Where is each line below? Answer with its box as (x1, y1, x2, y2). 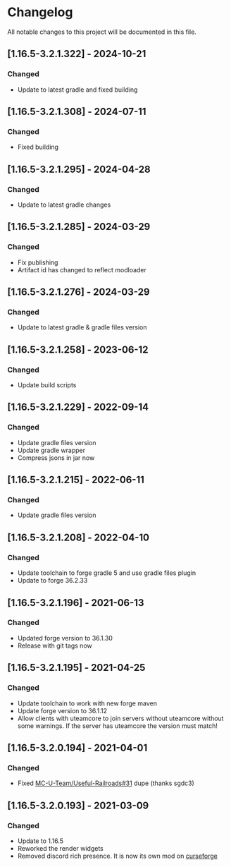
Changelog (7, 4, 73, 20)
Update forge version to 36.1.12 (17, 706, 108, 715)
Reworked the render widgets (17, 844, 104, 852)
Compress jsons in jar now (17, 453, 95, 462)
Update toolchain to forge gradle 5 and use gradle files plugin (17, 569, 196, 577)
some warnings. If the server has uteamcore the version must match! (17, 721, 218, 730)
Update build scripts (17, 381, 77, 389)
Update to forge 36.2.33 (17, 576, 88, 585)
